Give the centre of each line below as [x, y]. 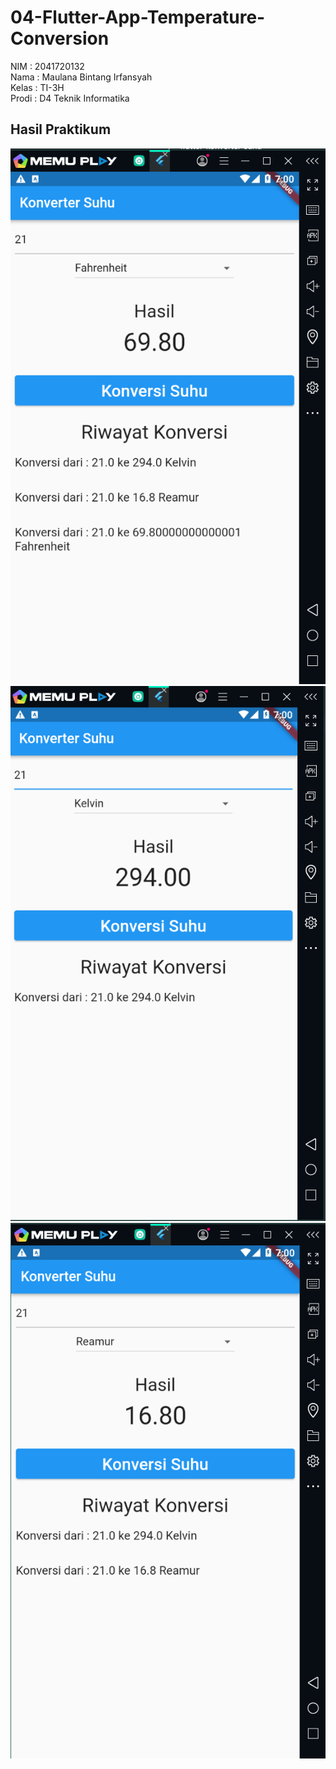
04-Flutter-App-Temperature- [138, 17]
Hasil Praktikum [61, 129]
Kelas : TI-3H [37, 87]
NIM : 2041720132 [47, 66]
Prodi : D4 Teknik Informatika [70, 98]
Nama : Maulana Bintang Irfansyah [81, 77]
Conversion [60, 38]
